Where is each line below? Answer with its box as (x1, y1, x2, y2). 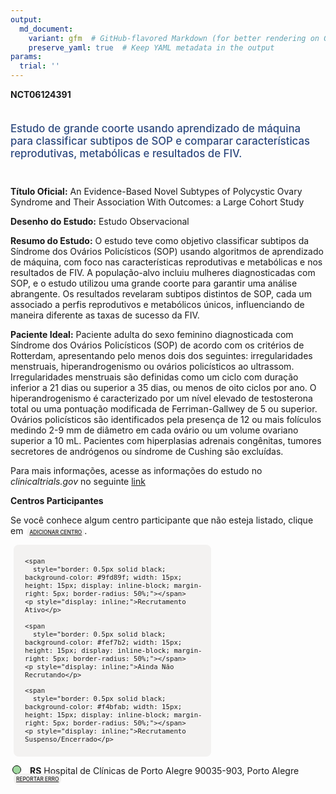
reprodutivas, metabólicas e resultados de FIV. (10, 146, 243, 160)
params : (10, 52, 43, 62)
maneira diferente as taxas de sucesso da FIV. (10, 309, 200, 321)
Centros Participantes (10, 494, 104, 506)
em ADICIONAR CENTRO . (10, 524, 88, 536)
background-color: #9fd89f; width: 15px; (24, 573, 183, 583)
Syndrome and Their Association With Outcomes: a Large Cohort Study (10, 196, 305, 208)
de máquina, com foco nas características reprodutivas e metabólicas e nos (10, 256, 323, 268)
